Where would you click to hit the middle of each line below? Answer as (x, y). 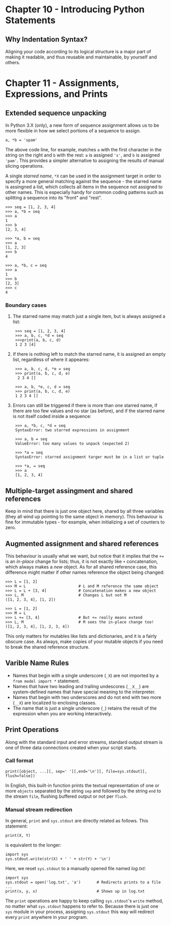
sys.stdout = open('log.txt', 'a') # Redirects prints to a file (83, 882)
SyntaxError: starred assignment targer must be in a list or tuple (90, 457)
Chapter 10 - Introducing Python (75, 9)
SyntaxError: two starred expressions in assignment (72, 430)
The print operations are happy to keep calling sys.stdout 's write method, (84, 901)
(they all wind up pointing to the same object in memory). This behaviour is (84, 517)
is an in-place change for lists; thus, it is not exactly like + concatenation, (82, 561)
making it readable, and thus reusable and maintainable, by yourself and (81, 57)
